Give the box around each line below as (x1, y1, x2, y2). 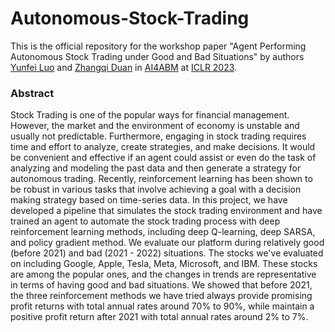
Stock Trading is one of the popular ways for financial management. (10, 109, 290, 121)
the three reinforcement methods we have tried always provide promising (10, 290, 313, 302)
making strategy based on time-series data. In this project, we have (10, 194, 288, 206)
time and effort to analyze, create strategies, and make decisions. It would (10, 141, 316, 153)
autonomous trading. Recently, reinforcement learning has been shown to (10, 173, 313, 185)
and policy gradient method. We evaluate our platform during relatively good (10, 237, 325, 249)
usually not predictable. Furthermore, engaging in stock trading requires (10, 130, 307, 142)
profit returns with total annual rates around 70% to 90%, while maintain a (10, 300, 315, 312)
